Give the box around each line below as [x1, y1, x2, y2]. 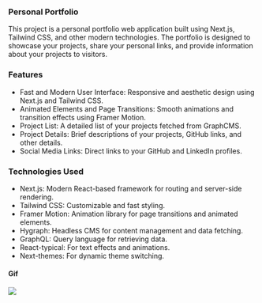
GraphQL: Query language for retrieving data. [19, 234, 168, 244]
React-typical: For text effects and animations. [19, 242, 170, 252]
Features [8, 70, 43, 81]
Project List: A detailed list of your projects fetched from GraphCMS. [19, 121, 242, 131]
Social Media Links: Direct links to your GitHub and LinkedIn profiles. [19, 146, 242, 156]
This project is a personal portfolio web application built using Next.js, [8, 25, 235, 34]
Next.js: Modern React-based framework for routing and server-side [19, 184, 242, 193]
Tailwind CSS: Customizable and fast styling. [19, 200, 166, 210]
